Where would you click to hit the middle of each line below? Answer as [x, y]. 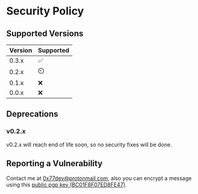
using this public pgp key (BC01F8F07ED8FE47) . [66, 184]
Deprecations [32, 114]
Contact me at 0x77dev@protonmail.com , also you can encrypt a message [99, 178]
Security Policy [45, 11]
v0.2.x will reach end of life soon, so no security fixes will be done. [89, 144]
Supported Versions [45, 34]
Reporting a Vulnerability [54, 163]
